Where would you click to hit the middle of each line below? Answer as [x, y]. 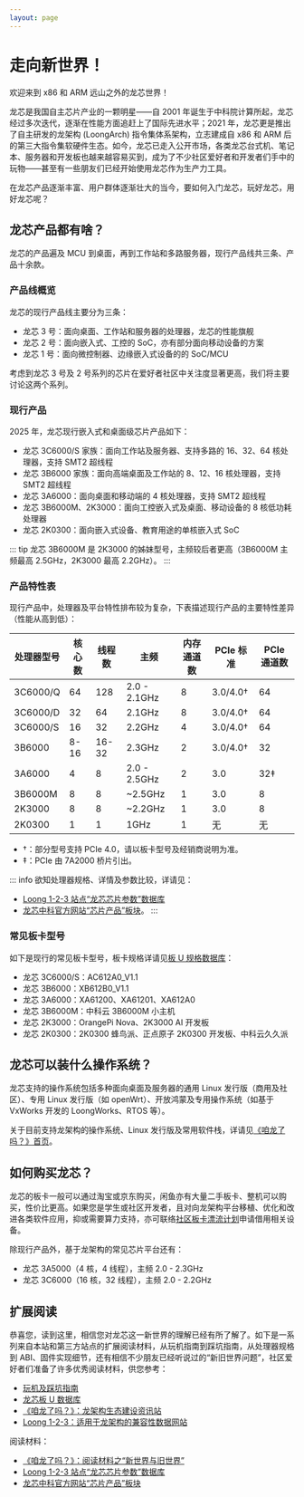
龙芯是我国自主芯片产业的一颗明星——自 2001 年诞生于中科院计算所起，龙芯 [152, 111]
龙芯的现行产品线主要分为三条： [69, 312]
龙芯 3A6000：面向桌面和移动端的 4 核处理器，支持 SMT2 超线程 [144, 495]
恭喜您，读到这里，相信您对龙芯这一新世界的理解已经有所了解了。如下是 [144, 1335]
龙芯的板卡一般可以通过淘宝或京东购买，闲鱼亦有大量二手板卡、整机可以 [144, 1196]
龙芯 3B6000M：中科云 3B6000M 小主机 [99, 1011]
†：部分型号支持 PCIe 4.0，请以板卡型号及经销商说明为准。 [133, 849]
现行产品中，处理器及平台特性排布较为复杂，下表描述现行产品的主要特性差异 [152, 608]
